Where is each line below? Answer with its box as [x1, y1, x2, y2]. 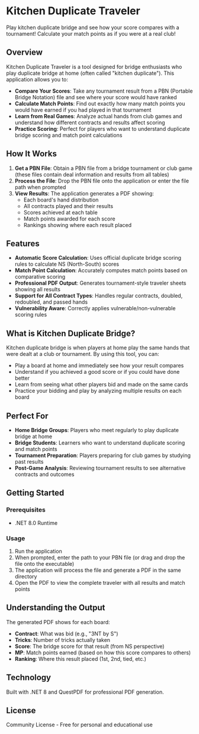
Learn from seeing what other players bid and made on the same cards [14, 381, 188, 388]
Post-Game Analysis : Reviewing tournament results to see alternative [14, 465, 186, 471]
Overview [6, 48, 43, 58]
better [14, 374, 30, 382]
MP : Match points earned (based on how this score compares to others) [14, 649, 191, 656]
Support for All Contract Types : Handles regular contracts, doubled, [14, 292, 183, 300]
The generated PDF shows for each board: [6, 618, 111, 625]
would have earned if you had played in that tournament [14, 106, 152, 114]
